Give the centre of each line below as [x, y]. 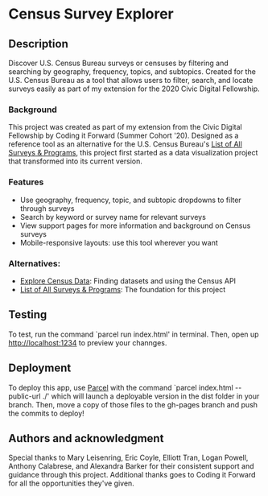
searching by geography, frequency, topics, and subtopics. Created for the [132, 72]
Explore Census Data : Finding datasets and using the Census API [128, 281]
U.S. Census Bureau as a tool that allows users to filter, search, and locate [131, 80]
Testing [28, 315]
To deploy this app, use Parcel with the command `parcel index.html [121, 387]
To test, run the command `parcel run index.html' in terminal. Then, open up [134, 334]
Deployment [40, 368]
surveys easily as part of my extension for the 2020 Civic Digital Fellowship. [134, 89]
